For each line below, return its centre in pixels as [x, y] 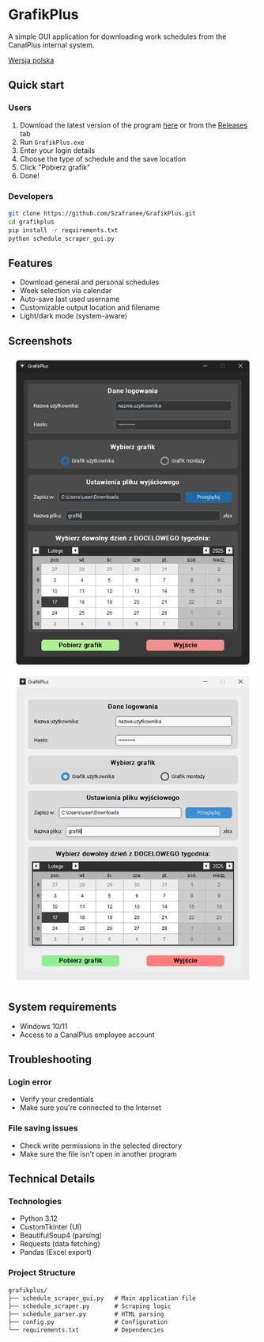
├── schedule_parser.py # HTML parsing [86, 1314]
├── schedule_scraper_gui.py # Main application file [102, 1298]
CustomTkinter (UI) [51, 1227]
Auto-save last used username [70, 299]
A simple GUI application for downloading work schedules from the [117, 36]
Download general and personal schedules [89, 282]
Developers [31, 196]
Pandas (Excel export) [56, 1252]
